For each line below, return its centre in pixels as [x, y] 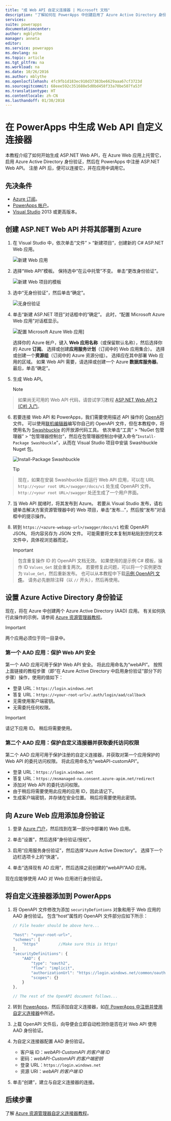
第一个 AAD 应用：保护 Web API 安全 [50, 652]
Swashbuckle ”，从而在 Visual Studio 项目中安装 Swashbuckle [94, 443]
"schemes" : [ [26, 939]
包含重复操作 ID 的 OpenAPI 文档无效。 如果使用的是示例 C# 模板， [88, 560]
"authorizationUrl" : [53, 973]
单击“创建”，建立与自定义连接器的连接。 [55, 1082]
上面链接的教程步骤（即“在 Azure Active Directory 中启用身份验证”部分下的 [83, 671]
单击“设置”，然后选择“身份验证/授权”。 [53, 840]
